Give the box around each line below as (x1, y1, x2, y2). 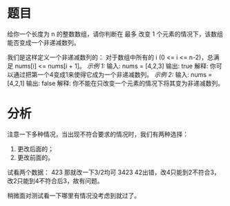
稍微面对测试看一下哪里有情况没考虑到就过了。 (7, 191, 140, 200)
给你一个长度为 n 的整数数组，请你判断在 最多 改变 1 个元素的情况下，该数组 (7, 30, 223, 38)
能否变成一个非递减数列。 (7, 38, 80, 46)
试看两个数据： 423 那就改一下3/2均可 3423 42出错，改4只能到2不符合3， (7, 168, 220, 176)
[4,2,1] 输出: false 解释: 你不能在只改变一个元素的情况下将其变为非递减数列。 (7, 79, 224, 87)
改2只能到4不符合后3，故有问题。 (7, 176, 104, 185)
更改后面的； (17, 144, 54, 153)
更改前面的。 (17, 153, 54, 162)
